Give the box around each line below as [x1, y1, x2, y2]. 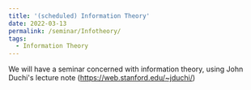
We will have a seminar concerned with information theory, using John [8, 64, 244, 74]
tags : [8, 34, 27, 43]
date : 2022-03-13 [8, 19, 67, 28]
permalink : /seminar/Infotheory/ [8, 27, 121, 35]
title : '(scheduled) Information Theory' [8, 11, 151, 20]
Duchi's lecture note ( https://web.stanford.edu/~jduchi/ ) [8, 73, 196, 83]
